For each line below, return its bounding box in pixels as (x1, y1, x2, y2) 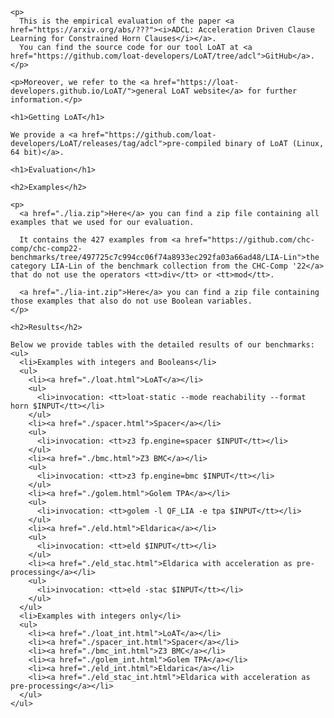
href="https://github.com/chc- (184, 235, 315, 245)
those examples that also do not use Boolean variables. (10, 296, 253, 306)
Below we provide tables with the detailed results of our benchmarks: (10, 340, 315, 350)
